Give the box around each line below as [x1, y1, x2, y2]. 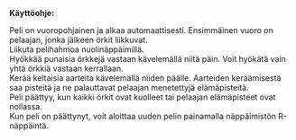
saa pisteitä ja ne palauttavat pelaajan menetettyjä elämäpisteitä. [9, 83, 250, 92]
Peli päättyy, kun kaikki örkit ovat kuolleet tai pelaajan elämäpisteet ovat [9, 92, 276, 102]
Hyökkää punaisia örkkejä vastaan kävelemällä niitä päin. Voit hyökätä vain [9, 54, 287, 64]
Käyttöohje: [9, 8, 55, 18]
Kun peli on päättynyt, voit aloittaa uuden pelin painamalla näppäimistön [9, 111, 277, 121]
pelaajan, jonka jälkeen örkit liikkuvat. [9, 35, 148, 45]
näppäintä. [9, 120, 50, 131]
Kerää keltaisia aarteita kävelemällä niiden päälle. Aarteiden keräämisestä [9, 73, 282, 83]
